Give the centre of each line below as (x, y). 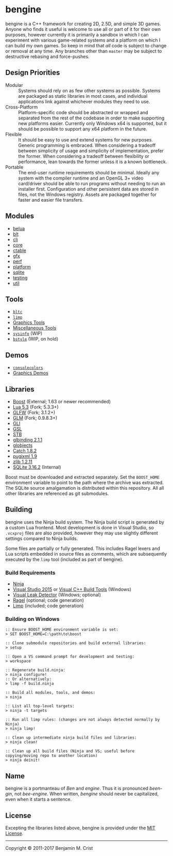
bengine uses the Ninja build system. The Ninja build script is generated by (85, 522)
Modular (14, 85)
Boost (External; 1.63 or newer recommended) (62, 402)
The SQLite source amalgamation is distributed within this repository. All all (85, 488)
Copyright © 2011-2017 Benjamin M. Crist (49, 848)
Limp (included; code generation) (48, 606)
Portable (14, 167)
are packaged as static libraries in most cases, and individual (83, 96)
